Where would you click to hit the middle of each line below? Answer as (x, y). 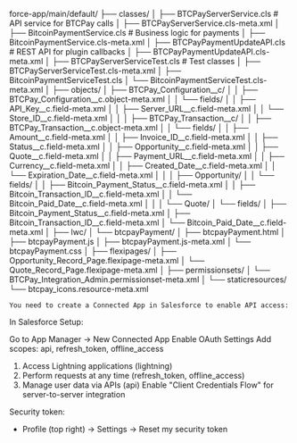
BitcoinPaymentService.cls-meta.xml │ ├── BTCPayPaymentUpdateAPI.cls (147, 42)
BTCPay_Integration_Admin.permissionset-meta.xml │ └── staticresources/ (148, 280)
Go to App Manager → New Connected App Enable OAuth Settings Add (140, 339)
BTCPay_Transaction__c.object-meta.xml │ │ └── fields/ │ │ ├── (129, 128)
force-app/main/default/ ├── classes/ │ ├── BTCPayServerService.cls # (144, 14)
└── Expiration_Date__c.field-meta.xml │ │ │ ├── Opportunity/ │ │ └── (142, 175)
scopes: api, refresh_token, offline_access (87, 349)
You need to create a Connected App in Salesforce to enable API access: (149, 305)
